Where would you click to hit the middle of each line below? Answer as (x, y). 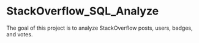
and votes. (20, 34)
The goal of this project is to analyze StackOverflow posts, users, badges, (99, 28)
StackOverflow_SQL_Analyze (83, 11)
